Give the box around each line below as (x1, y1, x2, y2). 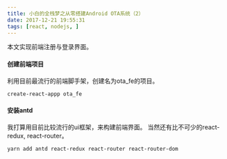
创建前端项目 (7, 59, 44, 68)
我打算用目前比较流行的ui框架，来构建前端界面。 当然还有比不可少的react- (7, 122, 220, 131)
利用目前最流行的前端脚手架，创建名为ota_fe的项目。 (7, 77, 159, 85)
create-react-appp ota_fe (7, 91, 82, 97)
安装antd (7, 106, 33, 115)
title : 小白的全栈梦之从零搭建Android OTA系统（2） (7, 10, 144, 17)
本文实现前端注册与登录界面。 (7, 43, 92, 51)
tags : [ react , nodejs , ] (7, 23, 79, 30)
